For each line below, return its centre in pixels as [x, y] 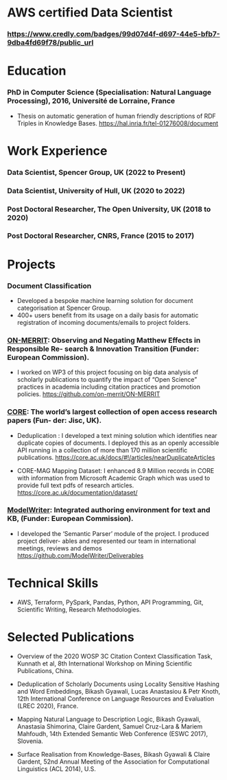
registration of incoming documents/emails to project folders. [104, 322]
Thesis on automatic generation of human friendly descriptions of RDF [116, 116]
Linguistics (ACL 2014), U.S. [56, 768]
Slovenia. [30, 741]
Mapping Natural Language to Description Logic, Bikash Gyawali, [109, 719]
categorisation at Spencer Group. [64, 308]
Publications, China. [45, 670]
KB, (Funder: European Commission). [70, 519]
